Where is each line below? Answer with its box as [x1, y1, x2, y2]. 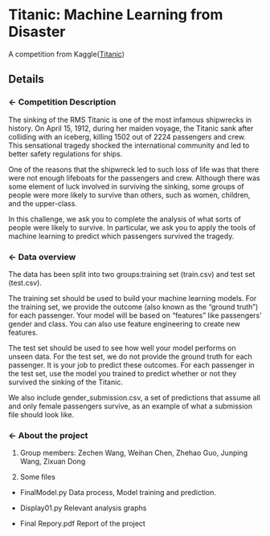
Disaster [8, 22, 66, 41]
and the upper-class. [8, 198, 78, 208]
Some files [19, 472, 56, 482]
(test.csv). [8, 278, 43, 287]
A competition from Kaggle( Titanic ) [8, 49, 125, 59]
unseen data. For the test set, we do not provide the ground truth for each [8, 351, 253, 361]
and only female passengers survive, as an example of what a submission [8, 401, 253, 411]
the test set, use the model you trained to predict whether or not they [8, 368, 237, 378]
